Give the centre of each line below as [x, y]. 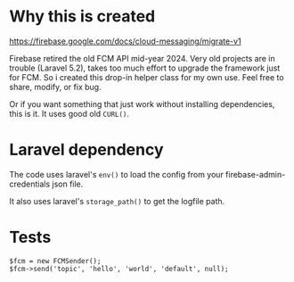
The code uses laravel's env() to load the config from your [117, 174]
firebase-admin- [256, 174]
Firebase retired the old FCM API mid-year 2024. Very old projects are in [142, 58]
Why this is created [82, 17]
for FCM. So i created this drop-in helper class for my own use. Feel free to [147, 77]
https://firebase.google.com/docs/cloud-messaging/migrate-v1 [126, 41]
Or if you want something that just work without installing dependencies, [142, 104]
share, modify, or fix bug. [55, 87]
